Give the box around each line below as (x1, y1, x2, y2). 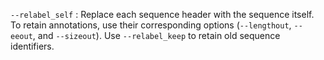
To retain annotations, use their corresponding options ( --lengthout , (10, 19, 292, 31)
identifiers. (10, 40, 55, 52)
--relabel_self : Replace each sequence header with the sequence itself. (10, 9, 315, 20)
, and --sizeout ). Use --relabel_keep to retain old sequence (32, 30, 281, 41)
